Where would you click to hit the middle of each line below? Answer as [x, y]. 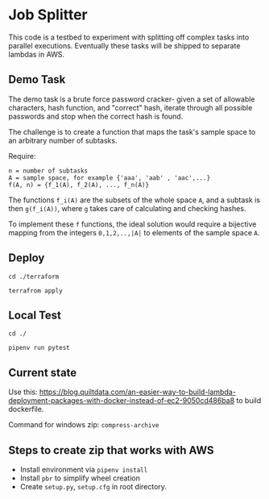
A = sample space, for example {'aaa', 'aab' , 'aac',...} [110, 178]
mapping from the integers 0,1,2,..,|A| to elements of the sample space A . [134, 232]
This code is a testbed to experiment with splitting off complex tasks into [129, 37]
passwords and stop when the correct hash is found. [96, 116]
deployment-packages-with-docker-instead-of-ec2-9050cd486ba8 [122, 401]
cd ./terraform [34, 277]
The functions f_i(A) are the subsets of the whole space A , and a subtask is [134, 200]
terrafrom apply [35, 291]
